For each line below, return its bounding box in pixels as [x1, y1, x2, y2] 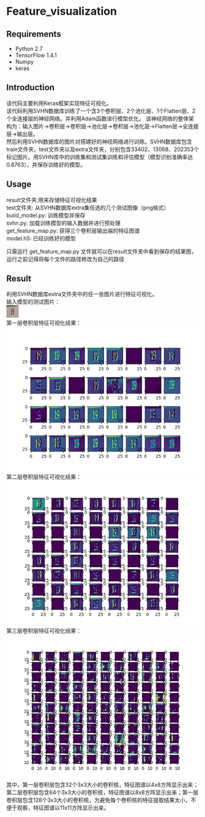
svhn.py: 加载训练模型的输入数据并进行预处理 [6, 219, 121, 227]
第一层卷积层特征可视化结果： [6, 319, 81, 327]
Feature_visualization [6, 4, 117, 18]
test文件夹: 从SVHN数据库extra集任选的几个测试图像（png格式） [6, 204, 170, 211]
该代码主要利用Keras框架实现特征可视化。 [6, 100, 112, 107]
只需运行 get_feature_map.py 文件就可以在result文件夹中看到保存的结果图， [6, 248, 197, 255]
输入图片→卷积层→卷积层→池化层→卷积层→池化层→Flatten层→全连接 [22, 122, 199, 130]
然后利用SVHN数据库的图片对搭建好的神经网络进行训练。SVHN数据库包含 [6, 138, 193, 145]
